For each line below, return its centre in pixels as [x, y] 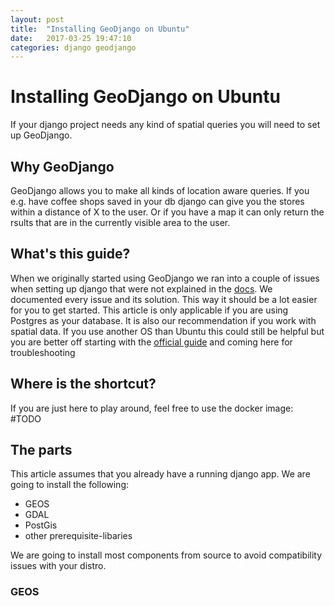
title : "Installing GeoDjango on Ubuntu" [100, 29]
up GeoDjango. [41, 135]
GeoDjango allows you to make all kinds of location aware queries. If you [160, 190]
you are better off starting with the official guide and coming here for [151, 342]
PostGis [41, 525]
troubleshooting [43, 352]
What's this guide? [70, 254]
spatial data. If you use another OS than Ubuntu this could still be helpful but [167, 331]
